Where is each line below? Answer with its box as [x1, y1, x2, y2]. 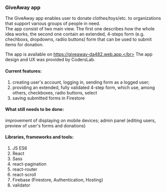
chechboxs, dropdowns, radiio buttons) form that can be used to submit [5, 36, 152, 42]
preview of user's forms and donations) [5, 122, 86, 128]
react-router [12, 166, 38, 172]
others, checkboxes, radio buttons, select [12, 90, 98, 96]
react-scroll [12, 171, 36, 178]
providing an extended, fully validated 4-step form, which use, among [12, 84, 155, 91]
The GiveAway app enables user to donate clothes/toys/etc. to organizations [5, 15, 161, 21]
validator [12, 182, 31, 188]
